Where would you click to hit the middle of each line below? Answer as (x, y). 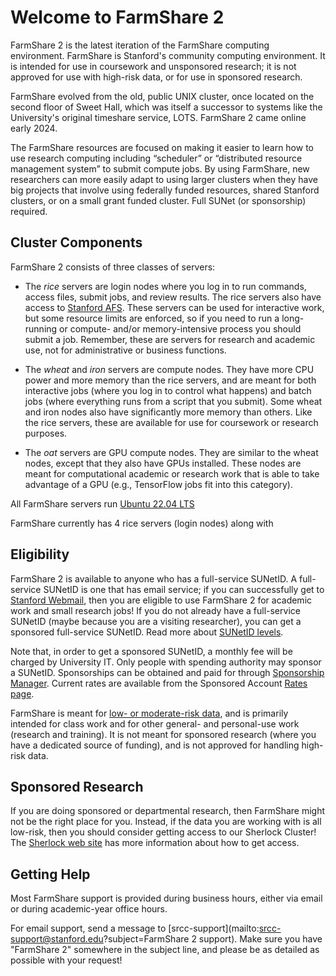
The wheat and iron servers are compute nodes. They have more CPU (169, 369)
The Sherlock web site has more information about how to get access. (155, 843)
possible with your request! (66, 960)
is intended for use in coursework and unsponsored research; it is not (153, 66)
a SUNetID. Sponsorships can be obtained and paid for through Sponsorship (167, 672)
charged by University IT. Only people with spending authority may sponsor (166, 662)
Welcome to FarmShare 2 (117, 17)
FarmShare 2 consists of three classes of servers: (113, 267)
